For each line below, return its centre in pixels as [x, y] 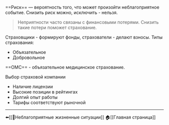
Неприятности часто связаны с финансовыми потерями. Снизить [88, 22]
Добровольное [29, 57]
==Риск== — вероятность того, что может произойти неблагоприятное [82, 7]
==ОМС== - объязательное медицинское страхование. [65, 67]
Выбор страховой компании [35, 77]
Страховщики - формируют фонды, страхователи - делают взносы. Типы [84, 37]
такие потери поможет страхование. [57, 27]
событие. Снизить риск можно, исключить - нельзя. [62, 12]
